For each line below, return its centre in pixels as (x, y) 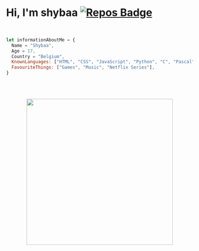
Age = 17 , (23, 51)
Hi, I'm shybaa (42, 13)
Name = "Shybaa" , (33, 45)
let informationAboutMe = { (41, 40)
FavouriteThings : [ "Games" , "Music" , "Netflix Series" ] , (83, 67)
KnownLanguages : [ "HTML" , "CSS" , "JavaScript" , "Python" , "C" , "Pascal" (103, 62)
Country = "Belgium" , (38, 56)
